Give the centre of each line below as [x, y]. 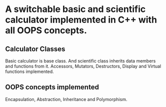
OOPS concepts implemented [52, 87]
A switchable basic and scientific [75, 9]
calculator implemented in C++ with [81, 20]
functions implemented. [29, 71]
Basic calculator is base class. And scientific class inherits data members [80, 61]
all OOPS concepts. [46, 30]
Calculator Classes [35, 49]
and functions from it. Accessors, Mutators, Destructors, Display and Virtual [83, 66]
